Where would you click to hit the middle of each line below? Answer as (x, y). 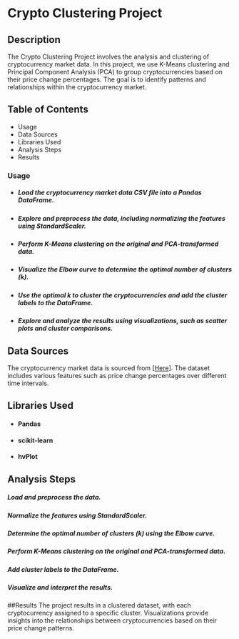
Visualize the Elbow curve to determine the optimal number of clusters (125, 269)
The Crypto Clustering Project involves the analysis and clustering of (108, 56)
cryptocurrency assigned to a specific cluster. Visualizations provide (108, 613)
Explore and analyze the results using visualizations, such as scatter (122, 321)
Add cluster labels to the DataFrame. (63, 569)
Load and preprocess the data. (54, 497)
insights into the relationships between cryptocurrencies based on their (112, 620)
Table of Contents (48, 110)
